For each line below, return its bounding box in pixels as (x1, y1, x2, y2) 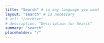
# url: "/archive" (5, 16, 43, 21)
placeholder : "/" (5, 30, 41, 35)
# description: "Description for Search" (5, 21, 93, 26)
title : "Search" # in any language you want (5, 7, 99, 12)
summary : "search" (5, 26, 43, 31)
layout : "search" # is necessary (5, 12, 75, 17)
